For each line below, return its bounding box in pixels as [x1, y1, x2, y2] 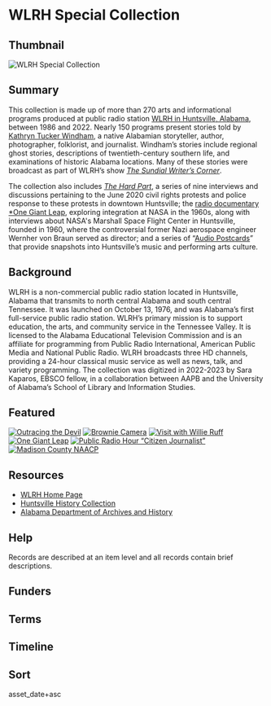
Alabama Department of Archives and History [20, 507, 173, 517]
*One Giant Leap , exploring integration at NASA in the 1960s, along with [8, 207, 251, 217]
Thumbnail [8, 38, 65, 52]
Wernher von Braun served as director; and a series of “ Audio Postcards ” [8, 233, 254, 243]
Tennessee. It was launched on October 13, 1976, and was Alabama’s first [8, 304, 255, 314]
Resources [8, 468, 64, 482]
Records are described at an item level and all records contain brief [8, 552, 234, 563]
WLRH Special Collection [8, 6, 181, 24]
